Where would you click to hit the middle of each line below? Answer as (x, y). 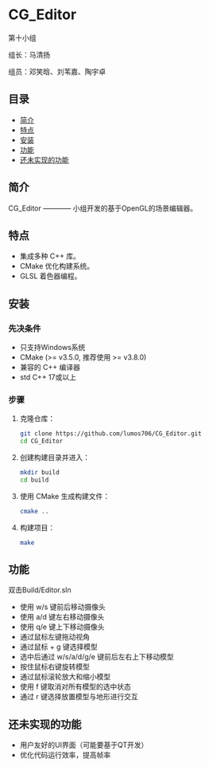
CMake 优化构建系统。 (56, 266)
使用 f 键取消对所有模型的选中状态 (75, 686)
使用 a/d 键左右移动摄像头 (62, 617)
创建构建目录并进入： (54, 458)
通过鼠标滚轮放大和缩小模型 (65, 677)
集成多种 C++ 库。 (50, 256)
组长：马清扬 (29, 54)
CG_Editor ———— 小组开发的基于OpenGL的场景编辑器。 (103, 208)
